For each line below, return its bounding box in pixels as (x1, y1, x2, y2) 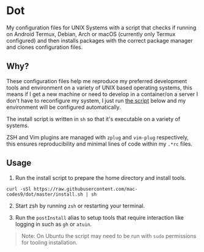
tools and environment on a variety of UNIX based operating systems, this (6, 84, 192, 91)
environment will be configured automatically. (6, 103, 121, 111)
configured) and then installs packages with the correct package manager (6, 37, 193, 44)
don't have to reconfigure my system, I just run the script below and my (6, 97, 186, 104)
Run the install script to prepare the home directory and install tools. (15, 174, 186, 181)
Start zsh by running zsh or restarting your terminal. (15, 202, 145, 209)
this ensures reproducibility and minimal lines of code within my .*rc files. (6, 140, 192, 147)
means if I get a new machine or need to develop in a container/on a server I (6, 90, 199, 98)
